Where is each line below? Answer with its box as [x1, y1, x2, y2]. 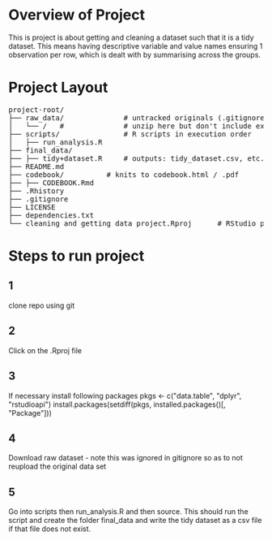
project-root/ [8, 105, 65, 114]
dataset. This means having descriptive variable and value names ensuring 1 [8, 41, 263, 50]
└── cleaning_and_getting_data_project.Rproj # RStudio [8, 218, 257, 228]
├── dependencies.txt [8, 210, 95, 220]
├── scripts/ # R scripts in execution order [8, 129, 253, 139]
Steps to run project [8, 247, 145, 266]
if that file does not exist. [8, 524, 91, 534]
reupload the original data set [8, 461, 107, 472]
